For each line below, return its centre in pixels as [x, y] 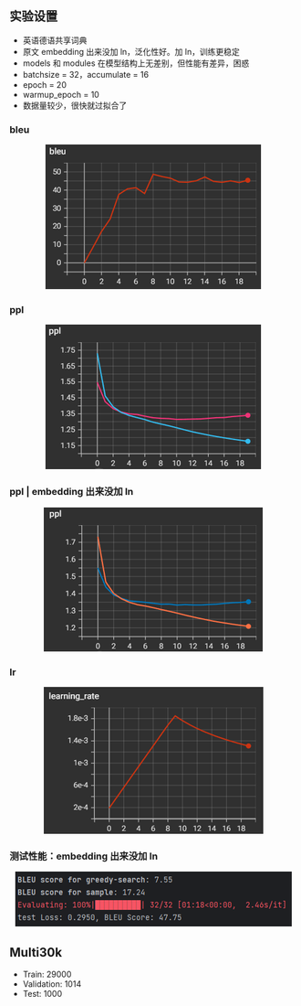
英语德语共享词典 [55, 40]
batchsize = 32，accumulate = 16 [85, 74]
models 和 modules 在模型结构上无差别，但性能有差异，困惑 [136, 63]
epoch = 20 [44, 84]
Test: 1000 [42, 994]
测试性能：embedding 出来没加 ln [83, 856]
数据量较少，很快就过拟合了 [75, 105]
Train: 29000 [47, 974]
